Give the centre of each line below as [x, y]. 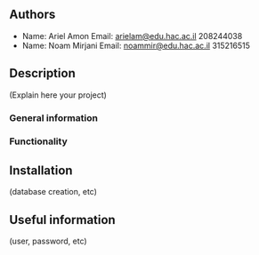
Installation [41, 170]
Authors [32, 15]
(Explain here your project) [58, 95]
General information [53, 117]
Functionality [39, 141]
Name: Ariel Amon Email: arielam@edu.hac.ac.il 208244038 [132, 36]
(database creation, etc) [53, 192]
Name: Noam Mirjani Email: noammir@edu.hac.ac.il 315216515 [136, 45]
